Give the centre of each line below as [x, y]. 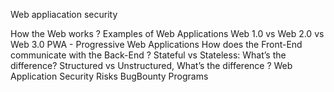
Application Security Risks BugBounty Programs [109, 76]
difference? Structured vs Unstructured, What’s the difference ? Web [151, 65]
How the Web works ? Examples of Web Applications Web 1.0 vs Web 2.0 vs [167, 33]
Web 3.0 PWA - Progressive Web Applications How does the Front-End [156, 44]
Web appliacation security [64, 14]
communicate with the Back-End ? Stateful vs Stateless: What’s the [148, 55]
